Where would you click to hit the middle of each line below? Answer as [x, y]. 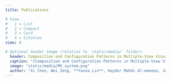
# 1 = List [19, 24]
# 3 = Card [19, 33]
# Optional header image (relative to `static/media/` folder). [75, 52]
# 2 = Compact [22, 28]
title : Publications [27, 10]
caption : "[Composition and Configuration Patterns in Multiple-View [85, 61]
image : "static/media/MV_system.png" [50, 66]
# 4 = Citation [24, 38]
